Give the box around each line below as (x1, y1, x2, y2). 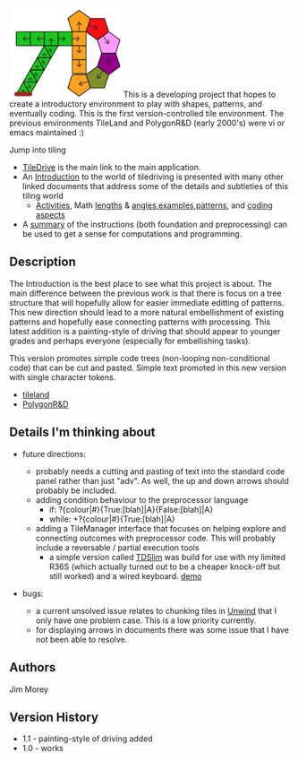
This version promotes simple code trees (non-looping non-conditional (9, 352, 270, 363)
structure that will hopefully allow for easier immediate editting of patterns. (9, 297, 285, 307)
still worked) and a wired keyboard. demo (48, 570, 202, 581)
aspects (35, 210, 65, 221)
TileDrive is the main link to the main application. (21, 162, 201, 173)
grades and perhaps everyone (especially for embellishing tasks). (9, 335, 251, 346)
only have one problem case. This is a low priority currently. (35, 615, 257, 626)
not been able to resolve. (35, 634, 128, 644)
